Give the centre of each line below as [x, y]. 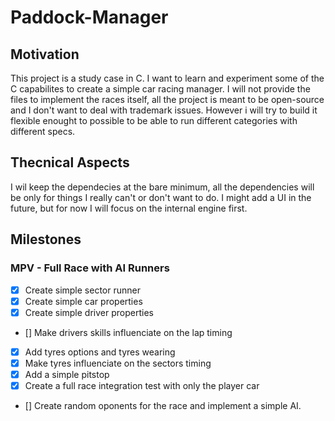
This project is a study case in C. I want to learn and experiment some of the [167, 78]
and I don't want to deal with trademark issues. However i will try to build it [164, 110]
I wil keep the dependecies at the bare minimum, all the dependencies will [162, 187]
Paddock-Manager [89, 17]
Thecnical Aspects [70, 162]
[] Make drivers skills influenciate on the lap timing [128, 332]
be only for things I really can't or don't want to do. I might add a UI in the [161, 197]
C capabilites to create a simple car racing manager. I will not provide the [160, 89]
